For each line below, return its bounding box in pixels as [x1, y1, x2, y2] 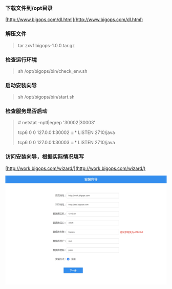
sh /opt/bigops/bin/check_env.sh [17, 68, 88, 74]
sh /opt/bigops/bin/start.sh [17, 94, 75, 100]
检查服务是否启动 [5, 108, 48, 115]
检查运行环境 [5, 56, 37, 63]
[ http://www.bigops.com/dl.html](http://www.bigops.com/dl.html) [5, 16, 143, 23]
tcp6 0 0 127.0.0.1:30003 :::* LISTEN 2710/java [17, 140, 115, 146]
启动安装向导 [5, 82, 37, 89]
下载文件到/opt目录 [5, 4, 53, 11]
